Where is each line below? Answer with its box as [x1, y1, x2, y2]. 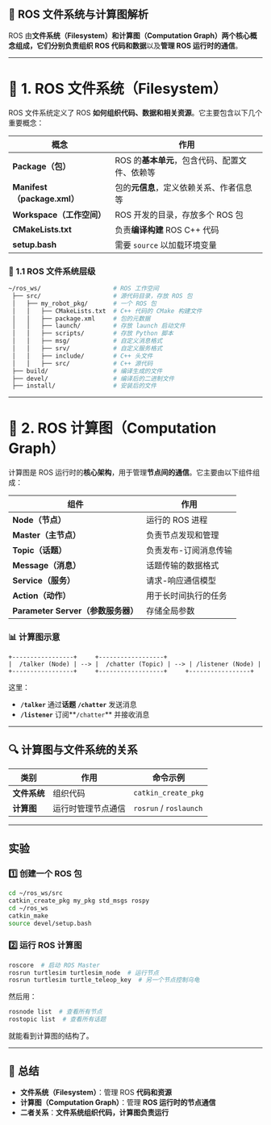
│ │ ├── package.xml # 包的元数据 [11, 314, 151, 323]
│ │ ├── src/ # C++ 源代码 [11, 359, 153, 367]
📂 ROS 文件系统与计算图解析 [8, 7, 149, 22]
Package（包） [12, 161, 71, 172]
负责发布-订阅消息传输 [146, 545, 232, 556]
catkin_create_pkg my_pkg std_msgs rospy [8, 897, 150, 905]
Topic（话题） [12, 545, 67, 556]
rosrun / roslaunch [133, 802, 203, 813]
